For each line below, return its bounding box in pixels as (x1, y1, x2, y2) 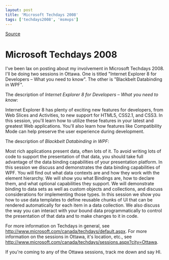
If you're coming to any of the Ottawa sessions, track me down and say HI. (5, 249, 162, 255)
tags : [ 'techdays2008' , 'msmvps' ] (5, 17, 79, 22)
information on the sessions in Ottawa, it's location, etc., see (5, 234, 132, 240)
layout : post (5, 7, 33, 13)
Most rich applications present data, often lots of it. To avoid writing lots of (5, 148, 161, 154)
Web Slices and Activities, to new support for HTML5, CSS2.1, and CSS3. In (5, 112, 163, 119)
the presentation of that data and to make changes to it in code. (5, 213, 139, 219)
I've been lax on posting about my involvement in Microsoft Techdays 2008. (5, 66, 164, 72)
